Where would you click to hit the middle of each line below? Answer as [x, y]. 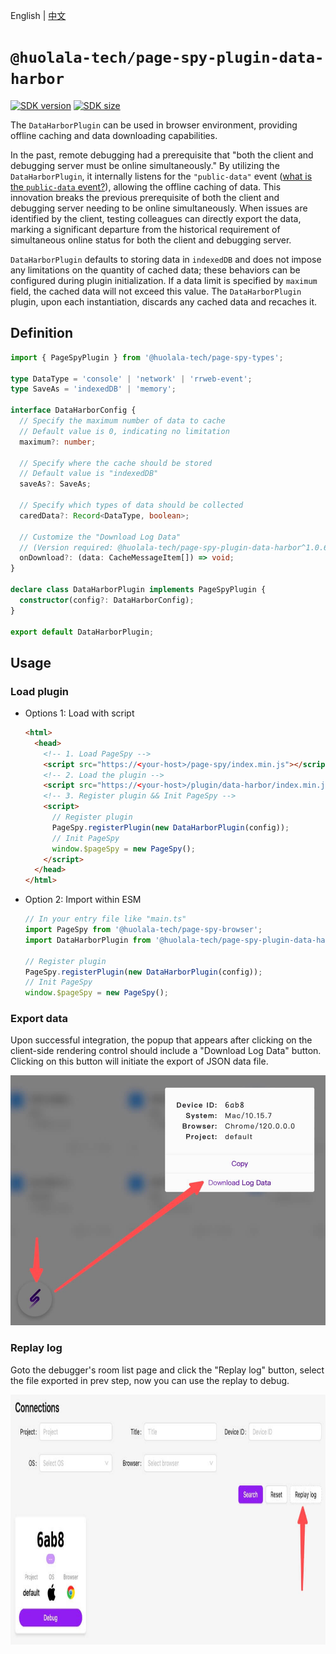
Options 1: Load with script [79, 713]
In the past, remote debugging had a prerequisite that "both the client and [162, 155]
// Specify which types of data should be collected [131, 505]
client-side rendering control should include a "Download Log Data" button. [166, 1051]
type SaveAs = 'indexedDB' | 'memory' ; [93, 389]
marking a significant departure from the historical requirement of [145, 229]
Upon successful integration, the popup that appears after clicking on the [161, 1040]
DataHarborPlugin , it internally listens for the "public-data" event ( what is [161, 176]
